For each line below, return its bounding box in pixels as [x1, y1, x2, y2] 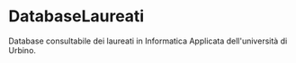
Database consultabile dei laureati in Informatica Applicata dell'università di [8, 35, 288, 46]
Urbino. [8, 44, 37, 55]
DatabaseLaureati [8, 6, 145, 27]
